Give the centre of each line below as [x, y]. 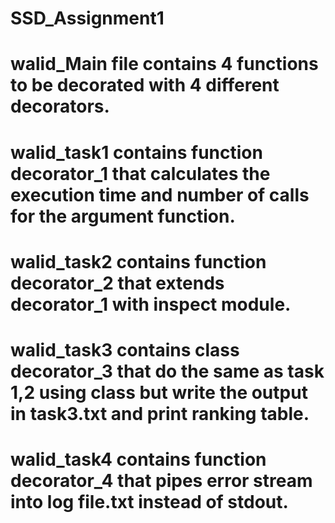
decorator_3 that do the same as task [167, 371]
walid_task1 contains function [136, 152]
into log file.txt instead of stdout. [149, 502]
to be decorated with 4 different [145, 85]
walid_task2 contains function [138, 261]
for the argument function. [123, 216]
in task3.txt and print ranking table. [160, 413]
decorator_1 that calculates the [140, 173]
